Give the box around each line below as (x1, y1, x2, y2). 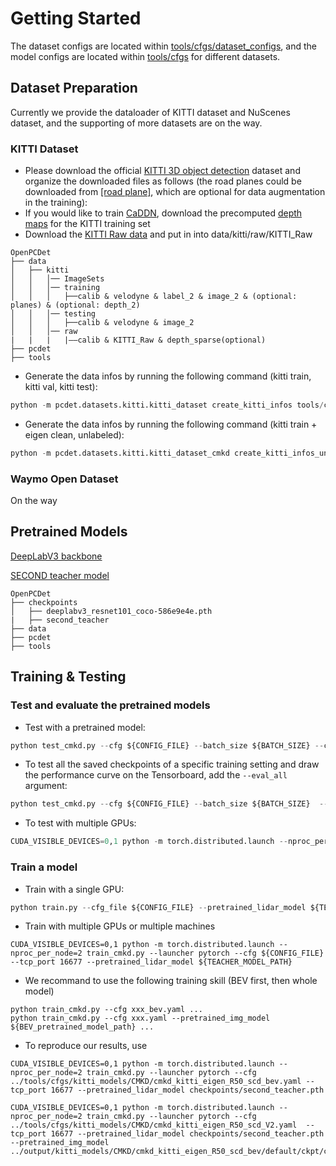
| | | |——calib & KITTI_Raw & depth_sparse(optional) (10, 335, 267, 346)
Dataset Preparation (10, 80, 138, 97)
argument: (24, 780, 68, 792)
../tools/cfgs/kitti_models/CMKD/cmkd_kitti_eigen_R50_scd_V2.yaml (10, 1120, 298, 1131)
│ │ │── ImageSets (10, 274, 105, 284)
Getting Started (10, 7, 142, 30)
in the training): (24, 197, 88, 209)
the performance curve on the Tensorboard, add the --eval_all (24, 769, 288, 781)
